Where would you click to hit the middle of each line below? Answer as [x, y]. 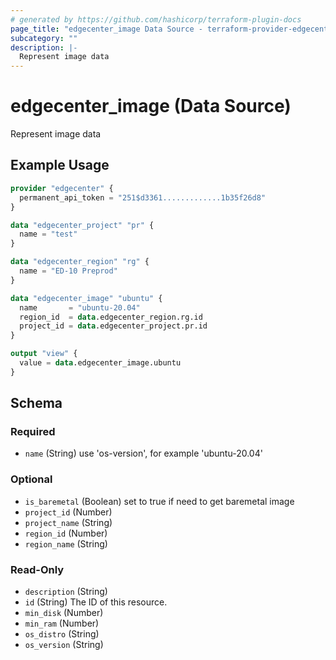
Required [33, 432]
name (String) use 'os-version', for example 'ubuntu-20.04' [143, 453]
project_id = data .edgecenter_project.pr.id [113, 326]
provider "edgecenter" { [62, 188]
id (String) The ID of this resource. [96, 602]
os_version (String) [64, 645]
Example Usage [60, 165]
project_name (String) [68, 522]
